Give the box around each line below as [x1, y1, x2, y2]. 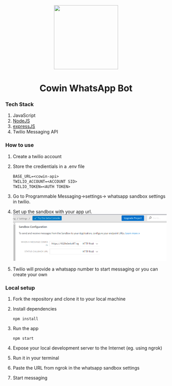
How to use [5, 142, 34, 149]
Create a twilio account [12, 153, 62, 159]
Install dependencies [12, 306, 57, 312]
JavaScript [12, 112, 36, 119]
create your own [12, 271, 48, 277]
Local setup [5, 284, 35, 291]
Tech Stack [5, 101, 34, 108]
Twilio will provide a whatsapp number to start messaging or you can [12, 266, 158, 272]
